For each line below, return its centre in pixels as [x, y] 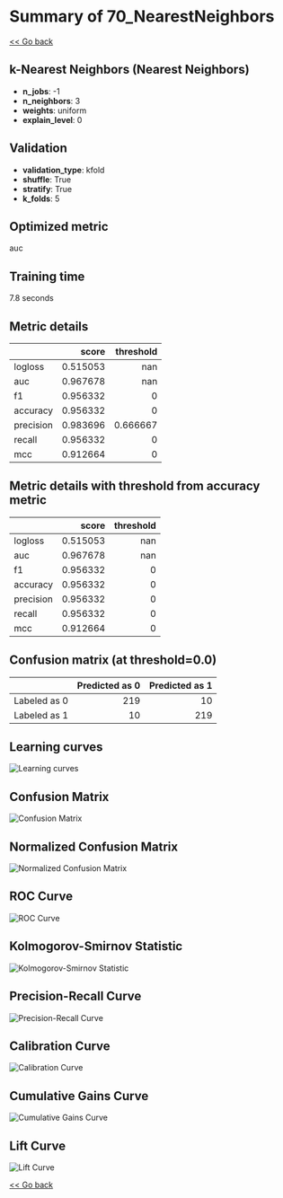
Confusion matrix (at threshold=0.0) [113, 661]
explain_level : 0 [52, 119]
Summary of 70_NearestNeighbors [142, 17]
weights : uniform [54, 110]
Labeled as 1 [41, 715]
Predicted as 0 [109, 685]
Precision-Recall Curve [75, 996]
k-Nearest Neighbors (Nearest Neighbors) [129, 70]
